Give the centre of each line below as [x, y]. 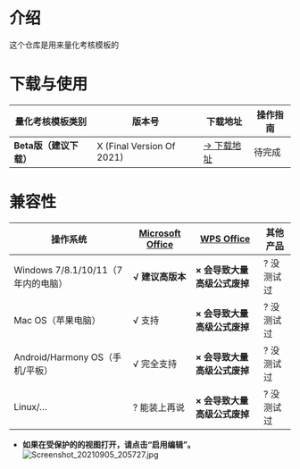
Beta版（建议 [42, 146]
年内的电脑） [41, 283]
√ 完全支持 [154, 364]
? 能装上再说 [159, 407]
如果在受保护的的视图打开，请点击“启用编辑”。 [108, 444]
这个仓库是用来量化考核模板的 [64, 45]
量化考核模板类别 [51, 121]
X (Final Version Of [136, 146]
